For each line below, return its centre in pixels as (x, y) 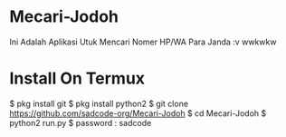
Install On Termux (77, 78)
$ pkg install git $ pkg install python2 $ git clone (99, 103)
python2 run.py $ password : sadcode (81, 122)
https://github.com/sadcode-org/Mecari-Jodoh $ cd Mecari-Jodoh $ (138, 113)
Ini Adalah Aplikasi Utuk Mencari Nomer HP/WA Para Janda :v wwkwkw (143, 42)
